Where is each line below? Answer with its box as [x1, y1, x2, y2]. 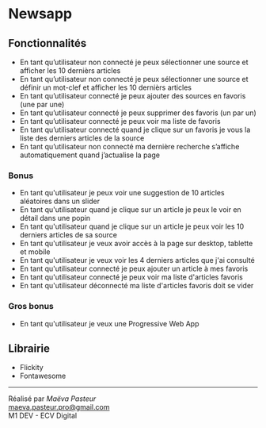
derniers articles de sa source [19, 230, 117, 240]
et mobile [19, 247, 51, 256]
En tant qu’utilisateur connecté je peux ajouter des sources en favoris [19, 91, 246, 100]
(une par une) [19, 100, 65, 109]
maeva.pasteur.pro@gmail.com [8, 403, 110, 412]
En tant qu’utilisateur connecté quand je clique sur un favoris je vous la [19, 125, 251, 134]
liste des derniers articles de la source [19, 133, 145, 143]
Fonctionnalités [8, 37, 87, 50]
